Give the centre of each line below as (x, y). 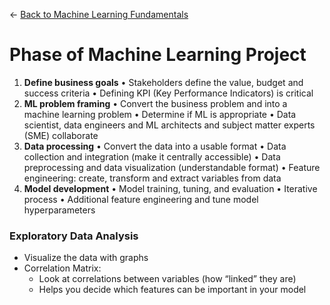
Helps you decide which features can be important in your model (172, 290)
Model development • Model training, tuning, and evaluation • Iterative (170, 188)
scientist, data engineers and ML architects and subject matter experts (169, 125)
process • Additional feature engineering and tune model (141, 199)
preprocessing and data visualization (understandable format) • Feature (172, 167)
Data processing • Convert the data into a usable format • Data (155, 146)
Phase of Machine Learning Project (158, 55)
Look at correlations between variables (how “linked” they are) (167, 279)
